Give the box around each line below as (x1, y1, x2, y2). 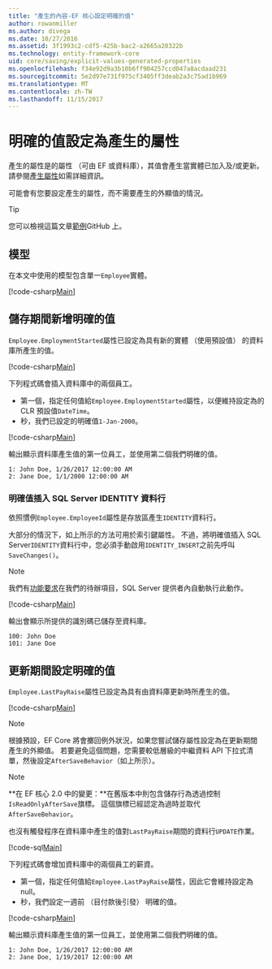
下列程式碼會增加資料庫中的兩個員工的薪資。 (8, 859, 158, 869)
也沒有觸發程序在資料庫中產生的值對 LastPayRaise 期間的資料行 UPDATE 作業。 (8, 826, 259, 836)
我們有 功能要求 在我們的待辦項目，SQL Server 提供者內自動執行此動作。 (8, 583, 248, 593)
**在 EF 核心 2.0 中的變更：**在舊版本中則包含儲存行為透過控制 (8, 789, 221, 798)
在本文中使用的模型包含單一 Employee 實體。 (8, 270, 152, 280)
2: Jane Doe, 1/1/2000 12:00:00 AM (8, 472, 129, 480)
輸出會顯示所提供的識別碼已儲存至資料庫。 (8, 616, 151, 626)
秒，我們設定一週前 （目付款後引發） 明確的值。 (19, 897, 181, 906)
